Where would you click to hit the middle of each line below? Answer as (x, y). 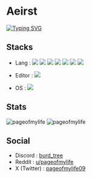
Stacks (20, 47)
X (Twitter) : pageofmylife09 (50, 168)
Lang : (23, 63)
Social (18, 141)
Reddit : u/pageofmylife (44, 162)
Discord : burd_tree (39, 155)
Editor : (24, 75)
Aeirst (22, 11)
